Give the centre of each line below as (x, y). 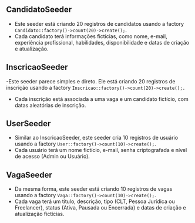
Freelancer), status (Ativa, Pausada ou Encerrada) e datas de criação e (100, 208)
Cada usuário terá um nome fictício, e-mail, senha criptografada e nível (101, 150)
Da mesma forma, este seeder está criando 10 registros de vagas (93, 189)
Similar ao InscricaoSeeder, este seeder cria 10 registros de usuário (96, 138)
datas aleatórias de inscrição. (50, 105)
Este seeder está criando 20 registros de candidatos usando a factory (99, 23)
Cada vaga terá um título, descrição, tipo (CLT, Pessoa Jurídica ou (95, 201)
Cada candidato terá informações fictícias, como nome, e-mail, (91, 36)
